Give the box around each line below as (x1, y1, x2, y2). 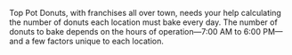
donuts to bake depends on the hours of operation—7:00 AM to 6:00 (9, 27, 261, 36)
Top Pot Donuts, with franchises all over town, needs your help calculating (9, 8, 282, 18)
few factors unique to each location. (31, 35, 165, 46)
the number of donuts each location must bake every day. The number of (9, 17, 278, 27)
